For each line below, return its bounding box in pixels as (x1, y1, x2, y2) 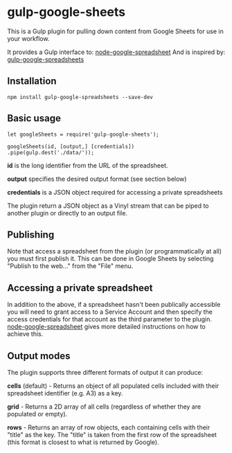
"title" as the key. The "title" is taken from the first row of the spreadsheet (7, 431, 217, 438)
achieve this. (7, 330, 44, 338)
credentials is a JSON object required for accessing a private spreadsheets (7, 188, 223, 196)
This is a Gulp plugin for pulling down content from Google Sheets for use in (7, 27, 224, 35)
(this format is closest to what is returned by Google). (7, 438, 159, 446)
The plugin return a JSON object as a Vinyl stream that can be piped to (7, 202, 209, 210)
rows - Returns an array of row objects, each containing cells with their (7, 423, 211, 432)
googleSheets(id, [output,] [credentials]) (7, 143, 135, 150)
